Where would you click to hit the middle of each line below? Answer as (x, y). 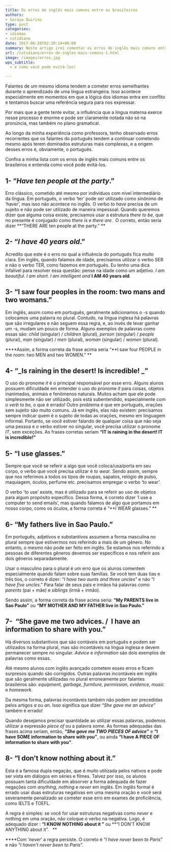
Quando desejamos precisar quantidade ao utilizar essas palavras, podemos (85, 720)
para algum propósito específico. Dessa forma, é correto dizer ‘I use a (79, 498)
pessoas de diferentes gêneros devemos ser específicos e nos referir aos (82, 553)
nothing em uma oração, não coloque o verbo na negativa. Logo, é (75, 818)
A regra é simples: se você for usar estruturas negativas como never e (79, 813)
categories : (18, 29)
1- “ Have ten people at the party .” (60, 181)
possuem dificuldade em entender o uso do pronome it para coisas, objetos (85, 389)
